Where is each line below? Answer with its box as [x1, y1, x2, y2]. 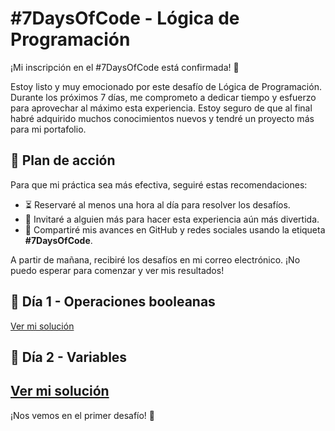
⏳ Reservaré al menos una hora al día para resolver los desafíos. [24, 198, 291, 211]
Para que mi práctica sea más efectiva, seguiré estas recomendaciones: [10, 178, 308, 191]
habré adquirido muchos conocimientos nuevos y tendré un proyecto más [10, 112, 315, 124]
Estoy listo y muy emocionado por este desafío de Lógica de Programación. [10, 80, 322, 92]
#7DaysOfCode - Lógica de [10, 7, 240, 30]
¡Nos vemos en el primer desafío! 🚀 [10, 409, 156, 421]
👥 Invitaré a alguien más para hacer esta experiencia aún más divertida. [24, 213, 320, 225]
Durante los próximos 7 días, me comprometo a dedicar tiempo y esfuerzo [10, 91, 317, 103]
